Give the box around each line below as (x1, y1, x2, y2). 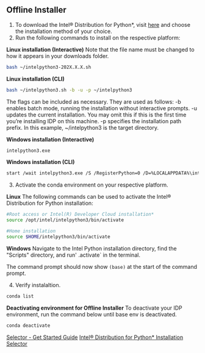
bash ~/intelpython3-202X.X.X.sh (6, 64, 92, 70)
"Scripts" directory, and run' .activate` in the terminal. (6, 251, 140, 259)
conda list (6, 293, 34, 299)
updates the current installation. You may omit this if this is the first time (6, 111, 187, 118)
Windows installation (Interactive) (6, 135, 95, 143)
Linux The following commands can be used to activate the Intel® (6, 193, 171, 201)
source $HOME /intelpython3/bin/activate (6, 234, 111, 240)
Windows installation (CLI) (6, 159, 75, 166)
